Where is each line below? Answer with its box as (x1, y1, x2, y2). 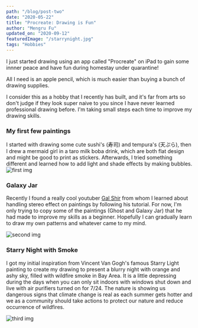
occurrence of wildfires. (6, 303, 65, 310)
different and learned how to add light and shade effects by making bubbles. (6, 160, 193, 167)
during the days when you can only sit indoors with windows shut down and (6, 278, 191, 285)
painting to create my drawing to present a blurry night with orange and (6, 265, 180, 272)
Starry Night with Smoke (6, 246, 78, 254)
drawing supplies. (6, 82, 50, 89)
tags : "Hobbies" (6, 42, 46, 48)
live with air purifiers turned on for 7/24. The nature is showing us (6, 284, 166, 291)
